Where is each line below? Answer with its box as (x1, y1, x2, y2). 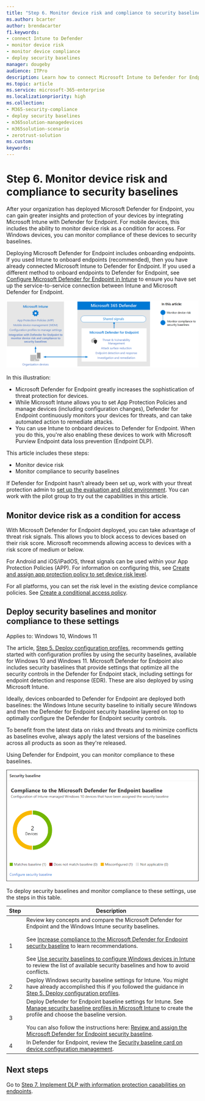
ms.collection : (6, 100, 45, 106)
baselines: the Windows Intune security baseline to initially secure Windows (6, 701, 197, 709)
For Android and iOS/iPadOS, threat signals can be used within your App (6, 557, 188, 565)
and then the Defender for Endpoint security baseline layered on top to (6, 708, 184, 715)
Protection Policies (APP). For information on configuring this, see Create (6, 564, 190, 571)
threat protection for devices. (15, 392, 89, 400)
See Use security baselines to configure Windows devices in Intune (26, 955, 195, 962)
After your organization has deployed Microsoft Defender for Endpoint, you (6, 205, 195, 212)
